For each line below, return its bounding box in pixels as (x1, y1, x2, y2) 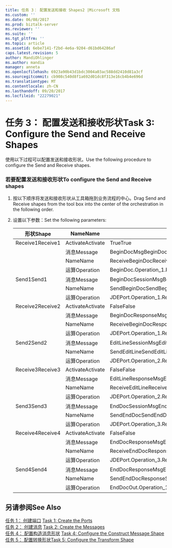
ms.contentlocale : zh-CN (5, 83, 58, 89)
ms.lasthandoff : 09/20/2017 (5, 88, 66, 94)
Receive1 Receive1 (15, 239, 61, 246)
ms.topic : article (5, 41, 45, 46)
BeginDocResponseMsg (110, 311, 168, 319)
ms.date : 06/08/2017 (5, 17, 50, 22)
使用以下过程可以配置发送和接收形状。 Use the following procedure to (5, 157, 152, 163)
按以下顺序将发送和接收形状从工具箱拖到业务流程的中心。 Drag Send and (12, 195, 166, 201)
